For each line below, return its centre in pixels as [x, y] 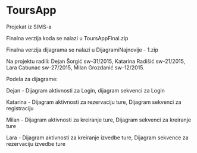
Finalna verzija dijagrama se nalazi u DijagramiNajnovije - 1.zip [82, 50]
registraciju [20, 108]
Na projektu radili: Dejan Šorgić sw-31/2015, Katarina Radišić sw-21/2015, [96, 61]
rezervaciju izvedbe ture [36, 144]
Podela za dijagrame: [32, 79]
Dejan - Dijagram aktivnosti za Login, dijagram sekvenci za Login [85, 90]
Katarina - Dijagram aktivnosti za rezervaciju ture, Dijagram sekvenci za [94, 102]
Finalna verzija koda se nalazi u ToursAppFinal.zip [67, 38]
